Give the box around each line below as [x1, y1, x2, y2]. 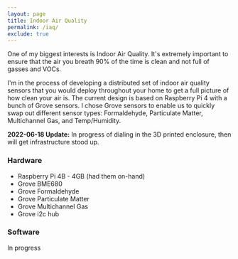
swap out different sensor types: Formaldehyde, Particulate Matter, [7, 109, 204, 117]
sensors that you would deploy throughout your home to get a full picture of [7, 86, 229, 95]
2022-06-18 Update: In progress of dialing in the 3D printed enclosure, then [7, 130, 232, 139]
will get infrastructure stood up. [7, 138, 99, 147]
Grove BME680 [17, 179, 63, 188]
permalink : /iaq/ [7, 23, 59, 31]
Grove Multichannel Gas [17, 202, 89, 211]
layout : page [7, 10, 46, 18]
